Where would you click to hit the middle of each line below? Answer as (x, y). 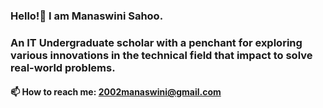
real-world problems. (63, 67)
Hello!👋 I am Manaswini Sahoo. (87, 16)
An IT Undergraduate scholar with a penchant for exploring (156, 42)
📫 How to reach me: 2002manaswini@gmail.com (116, 92)
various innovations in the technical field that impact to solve (161, 55)
